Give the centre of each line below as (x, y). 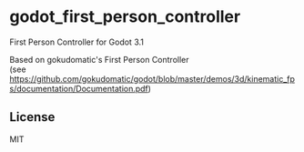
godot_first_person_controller (125, 17)
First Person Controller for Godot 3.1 (76, 42)
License (32, 117)
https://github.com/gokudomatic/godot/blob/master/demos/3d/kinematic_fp (152, 78)
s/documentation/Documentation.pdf (79, 88)
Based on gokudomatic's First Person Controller (99, 59)
